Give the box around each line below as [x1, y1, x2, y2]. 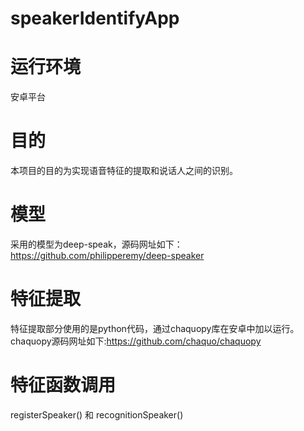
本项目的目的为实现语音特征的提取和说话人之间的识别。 [10, 165, 238, 177]
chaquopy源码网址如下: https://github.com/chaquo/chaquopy [10, 335, 262, 347]
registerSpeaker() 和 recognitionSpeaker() [10, 408, 184, 421]
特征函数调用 [10, 374, 117, 397]
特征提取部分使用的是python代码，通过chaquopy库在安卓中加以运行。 [10, 322, 300, 334]
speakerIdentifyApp [10, 7, 180, 30]
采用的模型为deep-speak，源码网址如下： [10, 238, 183, 250]
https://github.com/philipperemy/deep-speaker [10, 250, 205, 261]
